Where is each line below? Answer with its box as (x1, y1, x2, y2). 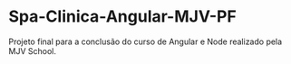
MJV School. (8, 45, 56, 56)
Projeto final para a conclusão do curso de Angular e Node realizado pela (8, 36, 283, 47)
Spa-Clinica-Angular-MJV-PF (8, 6, 237, 27)
